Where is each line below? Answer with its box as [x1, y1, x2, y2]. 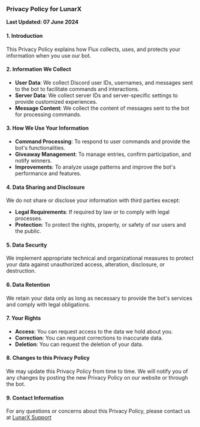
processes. [14, 215, 43, 222]
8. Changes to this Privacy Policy [6, 354, 90, 362]
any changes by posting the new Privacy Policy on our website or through [6, 374, 189, 381]
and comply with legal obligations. [6, 300, 91, 308]
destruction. [6, 267, 36, 275]
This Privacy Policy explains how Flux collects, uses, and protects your [6, 46, 181, 53]
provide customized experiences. [14, 98, 98, 105]
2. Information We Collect [6, 65, 71, 73]
